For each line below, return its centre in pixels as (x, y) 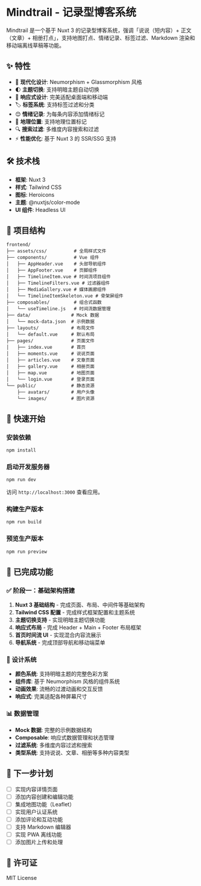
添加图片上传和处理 (39, 842)
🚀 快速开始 (26, 419)
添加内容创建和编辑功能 (44, 797)
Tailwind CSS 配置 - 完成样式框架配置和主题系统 (75, 613)
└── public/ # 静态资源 (50, 386)
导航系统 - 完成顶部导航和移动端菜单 (60, 643)
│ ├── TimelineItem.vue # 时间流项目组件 (59, 277)
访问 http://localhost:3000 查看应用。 (55, 492)
